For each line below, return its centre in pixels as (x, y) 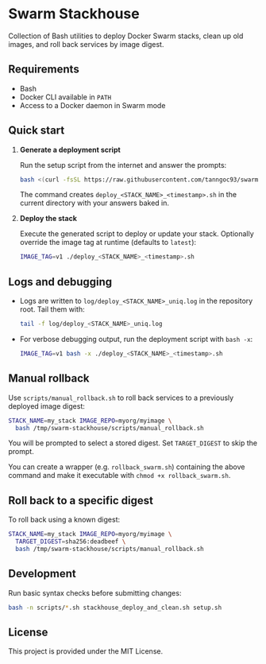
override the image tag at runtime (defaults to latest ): (108, 243)
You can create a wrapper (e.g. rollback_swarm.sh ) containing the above (127, 467)
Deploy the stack (48, 219)
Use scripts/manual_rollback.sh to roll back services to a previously (121, 398)
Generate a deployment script (70, 149)
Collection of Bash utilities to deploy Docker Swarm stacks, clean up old (126, 36)
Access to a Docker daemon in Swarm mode (93, 105)
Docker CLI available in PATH (66, 97)
